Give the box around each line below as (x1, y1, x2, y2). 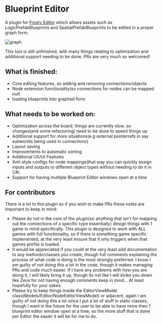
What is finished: (5, 68, 58, 76)
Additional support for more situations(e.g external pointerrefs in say (12, 133, 149, 139)
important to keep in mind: (5, 206, 58, 212)
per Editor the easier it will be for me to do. (12, 313, 98, 319)
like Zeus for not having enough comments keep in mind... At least (12, 278, 144, 283)
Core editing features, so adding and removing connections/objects (12, 80, 147, 86)
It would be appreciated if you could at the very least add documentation (12, 247, 157, 252)
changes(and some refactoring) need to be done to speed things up (12, 128, 147, 134)
